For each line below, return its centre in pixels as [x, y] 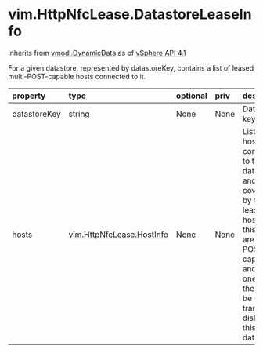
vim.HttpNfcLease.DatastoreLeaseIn [130, 15]
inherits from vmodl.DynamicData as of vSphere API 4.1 [97, 53]
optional [191, 96]
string [79, 114]
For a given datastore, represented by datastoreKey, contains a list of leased [131, 67]
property [29, 96]
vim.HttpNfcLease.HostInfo [119, 235]
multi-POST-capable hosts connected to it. [77, 76]
